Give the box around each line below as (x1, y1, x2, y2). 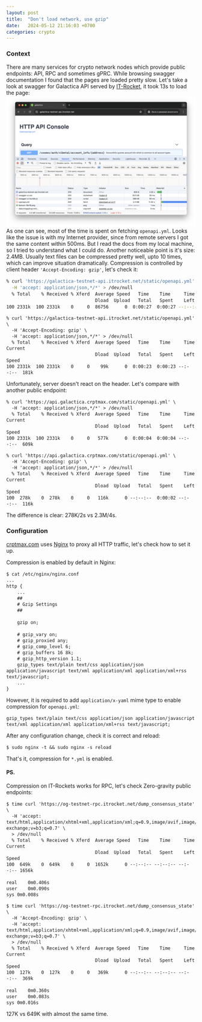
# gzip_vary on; (17, 631, 58, 637)
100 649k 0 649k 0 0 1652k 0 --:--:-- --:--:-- (6, 861, 176, 867)
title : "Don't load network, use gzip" (6, 16, 109, 22)
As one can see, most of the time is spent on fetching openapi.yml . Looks (6, 227, 188, 235)
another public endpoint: (6, 387, 67, 394)
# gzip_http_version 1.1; (17, 655, 82, 661)
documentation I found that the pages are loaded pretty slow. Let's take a (6, 76, 188, 83)
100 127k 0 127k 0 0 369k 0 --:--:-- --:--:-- (6, 969, 176, 975)
